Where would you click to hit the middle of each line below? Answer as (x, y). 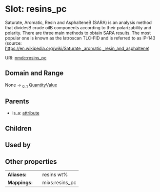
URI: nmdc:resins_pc (26, 58)
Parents (17, 101)
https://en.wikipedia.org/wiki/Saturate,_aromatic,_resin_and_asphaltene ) (77, 48)
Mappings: (20, 182)
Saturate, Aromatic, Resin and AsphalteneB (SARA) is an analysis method (79, 22)
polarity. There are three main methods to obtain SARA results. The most (78, 33)
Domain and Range (34, 73)
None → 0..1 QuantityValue (31, 85)
